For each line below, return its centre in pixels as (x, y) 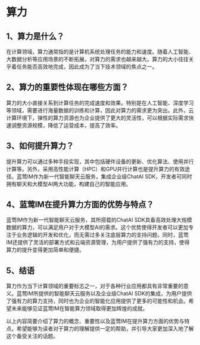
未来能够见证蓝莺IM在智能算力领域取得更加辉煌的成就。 (79, 309)
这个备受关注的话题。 (32, 336)
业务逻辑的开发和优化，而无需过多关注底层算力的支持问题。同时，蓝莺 (102, 235)
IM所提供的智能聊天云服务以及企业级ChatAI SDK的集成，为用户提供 (109, 294)
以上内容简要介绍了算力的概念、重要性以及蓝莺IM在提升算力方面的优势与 (95, 321)
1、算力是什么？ (35, 36)
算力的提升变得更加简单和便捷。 (45, 250)
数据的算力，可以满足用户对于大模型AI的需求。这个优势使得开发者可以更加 (97, 227)
